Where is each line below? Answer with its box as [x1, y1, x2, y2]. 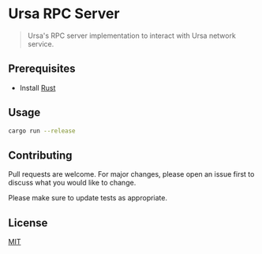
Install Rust [19, 83, 56, 92]
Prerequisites [8, 62, 76, 76]
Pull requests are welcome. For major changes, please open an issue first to [8, 170, 255, 179]
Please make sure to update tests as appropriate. [8, 193, 168, 203]
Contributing [8, 148, 73, 162]
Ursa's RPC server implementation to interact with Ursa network [27, 31, 237, 40]
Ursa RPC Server [8, 5, 120, 23]
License [8, 216, 48, 230]
